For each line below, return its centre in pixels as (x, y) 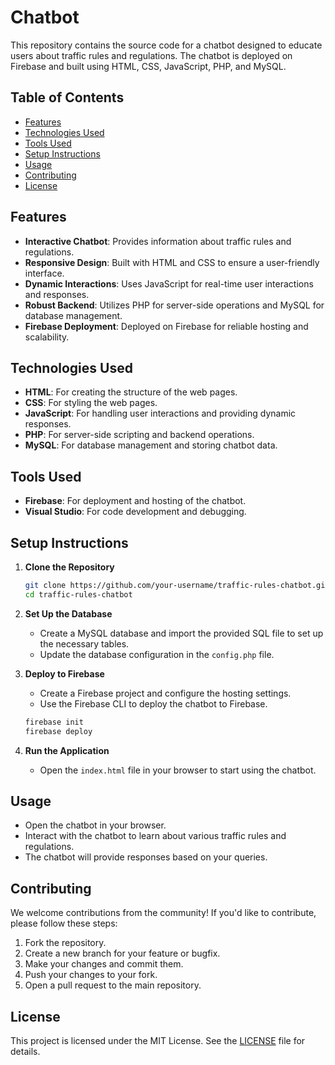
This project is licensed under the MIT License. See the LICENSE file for (158, 1040)
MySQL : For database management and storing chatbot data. (151, 445)
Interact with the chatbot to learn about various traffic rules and (155, 836)
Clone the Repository (69, 567)
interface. (44, 273)
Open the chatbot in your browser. (95, 825)
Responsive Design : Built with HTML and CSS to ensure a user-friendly (172, 262)
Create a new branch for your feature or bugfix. (122, 953)
